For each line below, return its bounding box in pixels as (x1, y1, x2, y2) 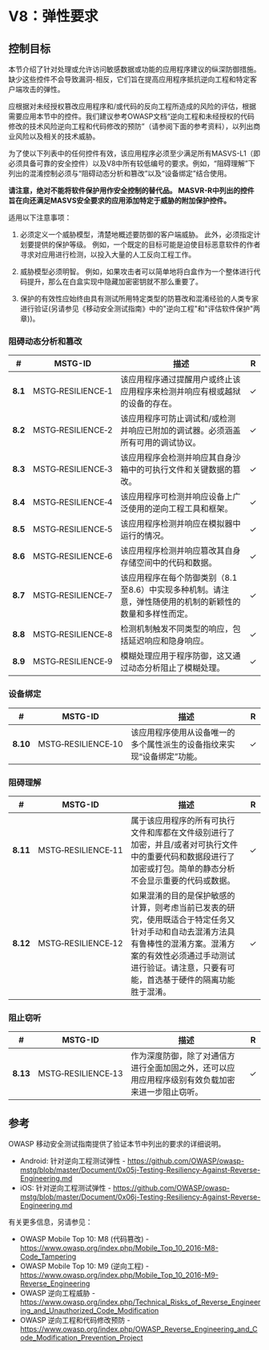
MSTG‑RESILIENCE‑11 (38, 844, 123, 856)
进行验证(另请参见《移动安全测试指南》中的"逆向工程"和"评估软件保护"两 (19, 304, 260, 313)
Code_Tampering (19, 1251, 77, 1261)
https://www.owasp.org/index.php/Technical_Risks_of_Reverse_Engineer (19, 1297, 261, 1307)
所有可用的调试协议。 (120, 437, 202, 449)
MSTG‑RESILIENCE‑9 (32, 656, 114, 667)
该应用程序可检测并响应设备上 (120, 491, 234, 502)
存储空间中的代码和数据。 (120, 558, 218, 569)
